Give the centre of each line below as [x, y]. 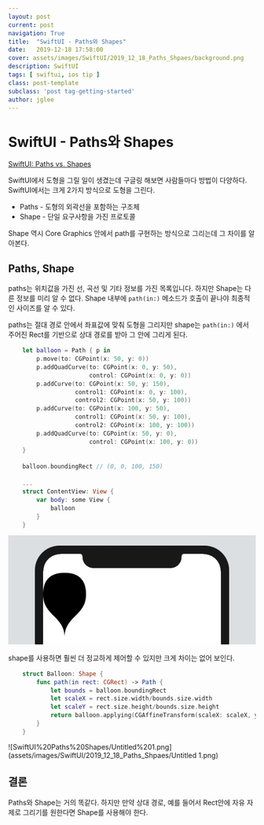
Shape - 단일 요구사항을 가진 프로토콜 [77, 217]
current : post [31, 25]
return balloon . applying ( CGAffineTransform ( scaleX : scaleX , [150, 716]
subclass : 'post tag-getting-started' [71, 91]
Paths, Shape [41, 269]
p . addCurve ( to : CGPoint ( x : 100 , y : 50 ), [103, 409]
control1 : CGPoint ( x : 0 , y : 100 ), [132, 392]
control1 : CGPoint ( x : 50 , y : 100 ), [133, 417]
